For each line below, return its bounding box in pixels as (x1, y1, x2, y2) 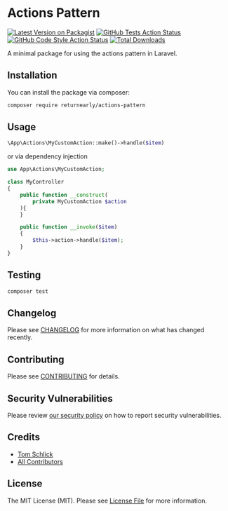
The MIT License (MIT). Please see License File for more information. (7, 496, 207, 505)
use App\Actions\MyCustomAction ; (7, 166, 105, 173)
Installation (7, 69, 58, 81)
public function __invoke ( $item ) (20, 224, 118, 231)
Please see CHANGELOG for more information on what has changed (7, 326, 205, 334)
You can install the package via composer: (7, 88, 130, 96)
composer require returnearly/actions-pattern (7, 102, 146, 109)
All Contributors (17, 457, 63, 465)
